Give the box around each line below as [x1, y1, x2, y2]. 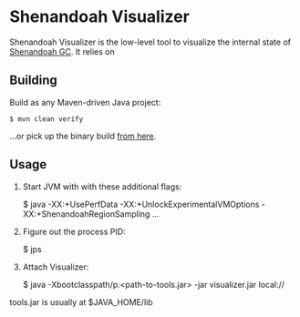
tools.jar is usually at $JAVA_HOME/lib [9, 296, 153, 307]
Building [9, 73, 57, 88]
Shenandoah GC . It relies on [9, 46, 116, 56]
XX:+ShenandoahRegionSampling [22, 208, 150, 220]
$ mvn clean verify [9, 114, 84, 124]
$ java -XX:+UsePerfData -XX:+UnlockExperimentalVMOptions [22, 199, 260, 210]
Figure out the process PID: [22, 226, 126, 237]
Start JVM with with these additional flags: [22, 180, 182, 192]
